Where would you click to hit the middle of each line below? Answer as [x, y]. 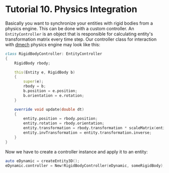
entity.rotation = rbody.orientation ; [64, 123]
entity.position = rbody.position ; [61, 119]
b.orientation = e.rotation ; [54, 96]
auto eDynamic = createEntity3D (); [43, 161]
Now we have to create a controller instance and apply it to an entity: [76, 151]
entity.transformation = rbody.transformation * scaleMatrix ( [90, 128]
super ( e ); [33, 81]
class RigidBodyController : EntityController [54, 54]
